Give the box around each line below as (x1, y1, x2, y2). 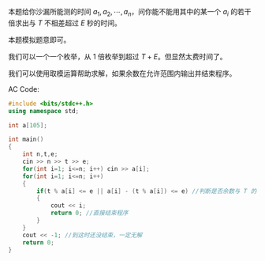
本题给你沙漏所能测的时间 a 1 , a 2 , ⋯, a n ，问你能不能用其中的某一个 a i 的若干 (8, 7, 252, 18)
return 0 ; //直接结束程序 (50, 209, 129, 217)
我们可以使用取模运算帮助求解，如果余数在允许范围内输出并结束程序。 (8, 68, 237, 78)
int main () (8, 135, 44, 144)
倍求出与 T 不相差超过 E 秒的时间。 (8, 18, 122, 28)
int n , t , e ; (22, 150, 58, 158)
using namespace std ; (8, 107, 80, 115)
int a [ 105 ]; (8, 121, 47, 129)
